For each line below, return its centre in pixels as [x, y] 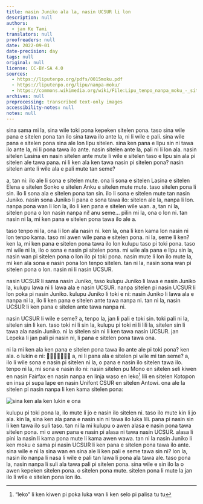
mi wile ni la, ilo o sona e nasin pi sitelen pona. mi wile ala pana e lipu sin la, [100, 250]
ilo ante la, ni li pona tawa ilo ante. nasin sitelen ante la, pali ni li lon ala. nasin [101, 149]
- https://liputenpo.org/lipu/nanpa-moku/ [66, 85]
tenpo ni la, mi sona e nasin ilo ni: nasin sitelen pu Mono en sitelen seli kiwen [101, 369]
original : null [25, 62]
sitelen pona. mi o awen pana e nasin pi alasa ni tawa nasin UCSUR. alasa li [100, 432]
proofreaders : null [31, 40]
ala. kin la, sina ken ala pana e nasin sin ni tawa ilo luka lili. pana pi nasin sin [100, 419]
